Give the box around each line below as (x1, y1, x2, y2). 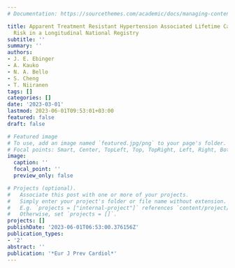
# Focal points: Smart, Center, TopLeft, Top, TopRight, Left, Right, (7, 146, 218, 153)
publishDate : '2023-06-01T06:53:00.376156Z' (7, 224, 139, 231)
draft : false (7, 120, 45, 127)
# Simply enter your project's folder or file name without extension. (7, 197, 227, 205)
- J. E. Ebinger (7, 55, 55, 63)
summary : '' (7, 43, 42, 50)
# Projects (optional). (7, 185, 77, 192)
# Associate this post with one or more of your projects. (7, 191, 190, 198)
